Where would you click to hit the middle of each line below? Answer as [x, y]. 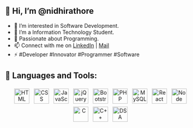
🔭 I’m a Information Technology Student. [64, 32]
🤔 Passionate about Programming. [56, 38]
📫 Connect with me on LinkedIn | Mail [61, 45]
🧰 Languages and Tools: [51, 76]
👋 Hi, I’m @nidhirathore [50, 11]
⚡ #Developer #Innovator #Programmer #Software [77, 54]
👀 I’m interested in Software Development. [66, 25]
